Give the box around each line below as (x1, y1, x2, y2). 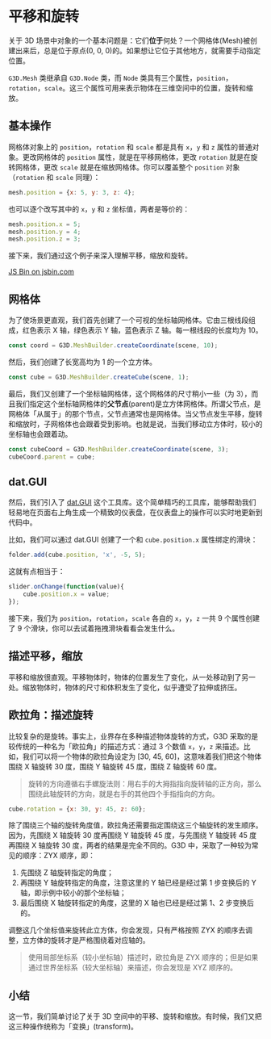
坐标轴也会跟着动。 (8, 429, 73, 438)
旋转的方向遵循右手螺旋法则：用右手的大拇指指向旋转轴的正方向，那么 (27, 778, 262, 788)
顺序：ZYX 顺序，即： (22, 851, 95, 861)
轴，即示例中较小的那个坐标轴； (19, 888, 127, 898)
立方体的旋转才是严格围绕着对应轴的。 (22, 936, 150, 945)
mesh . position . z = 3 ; (8, 235, 81, 243)
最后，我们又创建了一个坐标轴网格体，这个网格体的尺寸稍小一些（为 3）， (8, 388, 252, 398)
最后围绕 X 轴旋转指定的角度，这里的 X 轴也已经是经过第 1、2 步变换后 (19, 898, 254, 908)
